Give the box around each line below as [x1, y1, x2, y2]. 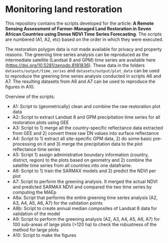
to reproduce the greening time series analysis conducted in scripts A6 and [5, 73, 161, 79]
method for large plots [12, 226, 59, 233]
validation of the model [12, 211, 60, 217]
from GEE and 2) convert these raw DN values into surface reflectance [12, 130, 159, 136]
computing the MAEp [12, 189, 57, 195]
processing [12, 140, 36, 147]
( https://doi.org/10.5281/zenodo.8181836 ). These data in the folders [5, 62, 145, 68]
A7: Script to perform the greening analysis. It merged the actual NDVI [12, 178, 158, 184]
